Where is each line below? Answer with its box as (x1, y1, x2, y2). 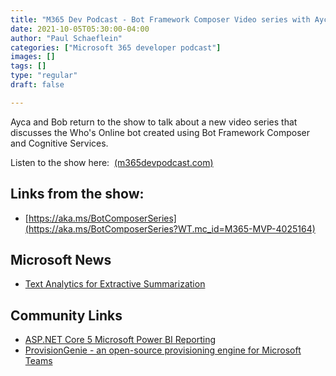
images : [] (10, 52, 56, 62)
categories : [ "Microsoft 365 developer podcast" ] (10, 42, 222, 53)
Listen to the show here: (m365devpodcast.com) (10, 156, 214, 168)
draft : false (10, 80, 65, 90)
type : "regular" (10, 71, 78, 81)
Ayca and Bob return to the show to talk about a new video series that (10, 116, 298, 128)
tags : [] (10, 61, 47, 71)
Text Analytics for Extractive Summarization (24, 278, 206, 290)
